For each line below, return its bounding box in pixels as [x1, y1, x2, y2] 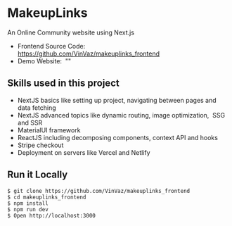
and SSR [17, 118, 43, 127]
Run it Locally [7, 169, 68, 181]
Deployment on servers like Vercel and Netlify [17, 148, 150, 156]
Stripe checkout [17, 141, 64, 149]
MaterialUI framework [17, 125, 81, 134]
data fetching [17, 103, 56, 112]
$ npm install [7, 199, 49, 207]
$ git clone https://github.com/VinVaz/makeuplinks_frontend [7, 187, 191, 194]
